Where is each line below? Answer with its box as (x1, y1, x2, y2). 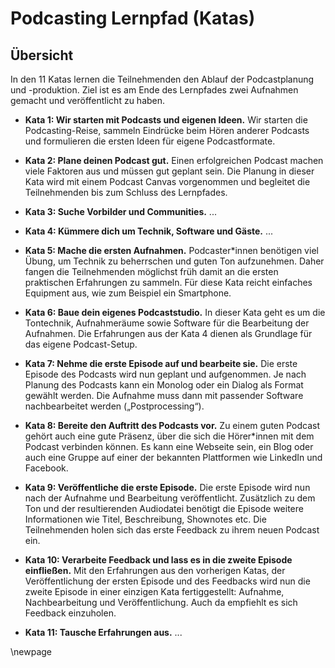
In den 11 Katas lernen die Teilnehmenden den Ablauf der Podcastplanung (10, 73, 315, 85)
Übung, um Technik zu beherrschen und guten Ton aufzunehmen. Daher (24, 255, 325, 267)
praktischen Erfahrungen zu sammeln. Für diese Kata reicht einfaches (24, 277, 313, 288)
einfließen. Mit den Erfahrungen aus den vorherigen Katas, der (24, 565, 286, 576)
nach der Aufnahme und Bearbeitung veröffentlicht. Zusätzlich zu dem (24, 492, 316, 504)
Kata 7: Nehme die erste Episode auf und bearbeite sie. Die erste (24, 358, 298, 369)
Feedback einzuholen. (24, 607, 117, 619)
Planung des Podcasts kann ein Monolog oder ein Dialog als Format (24, 379, 304, 391)
